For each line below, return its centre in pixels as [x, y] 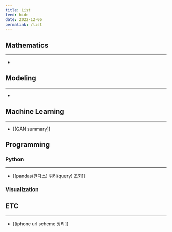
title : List [18, 10]
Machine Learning [35, 111]
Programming [28, 145]
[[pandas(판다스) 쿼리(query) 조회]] [49, 176]
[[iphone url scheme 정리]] [40, 224]
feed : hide [17, 15]
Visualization [22, 189]
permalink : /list [24, 24]
